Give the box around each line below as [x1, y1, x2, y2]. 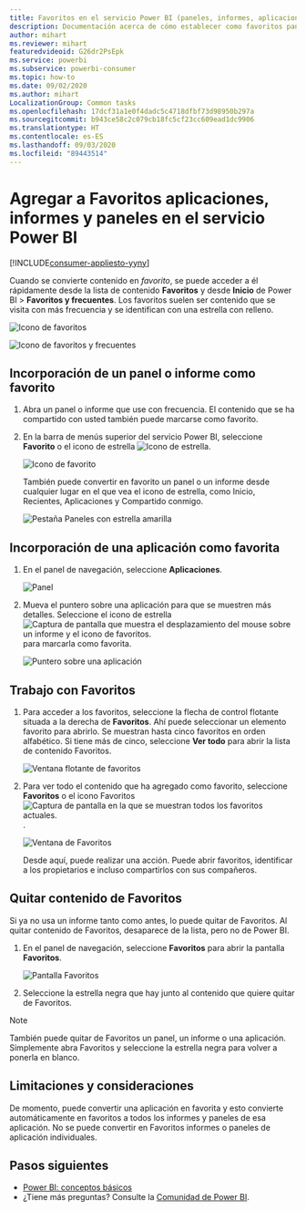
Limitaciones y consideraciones [9, 1078, 194, 1094]
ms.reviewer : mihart [9, 38, 88, 48]
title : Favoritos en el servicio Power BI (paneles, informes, [9, 13, 255, 23]
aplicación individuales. [9, 1132, 97, 1143]
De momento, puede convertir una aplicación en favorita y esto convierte [9, 1102, 284, 1113]
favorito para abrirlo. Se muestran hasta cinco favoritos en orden [22, 726, 266, 737]
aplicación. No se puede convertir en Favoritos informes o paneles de [9, 1122, 271, 1133]
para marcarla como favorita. [22, 638, 132, 649]
